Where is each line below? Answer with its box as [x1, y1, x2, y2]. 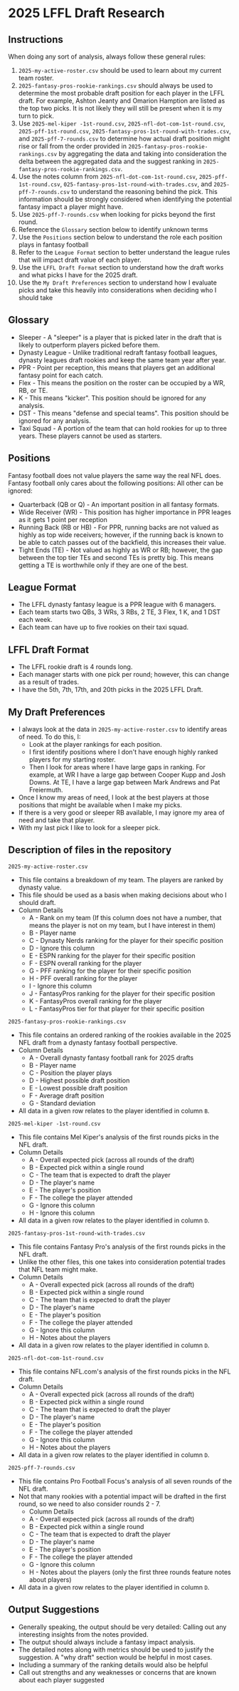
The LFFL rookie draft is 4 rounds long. [18, 663, 133, 671]
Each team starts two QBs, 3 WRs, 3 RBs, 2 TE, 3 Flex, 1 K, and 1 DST [18, 608, 221, 616]
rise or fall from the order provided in [18, 142, 127, 150]
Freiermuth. [28, 786, 63, 795]
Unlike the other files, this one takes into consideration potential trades [18, 1257, 226, 1266]
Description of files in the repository [8, 844, 172, 857]
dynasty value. [18, 883, 63, 892]
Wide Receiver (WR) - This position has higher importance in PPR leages [18, 508, 232, 516]
